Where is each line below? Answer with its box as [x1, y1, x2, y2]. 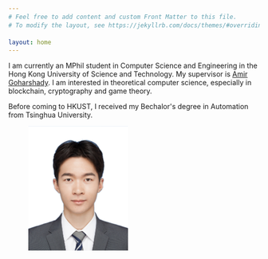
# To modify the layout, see [8, 21, 105, 29]
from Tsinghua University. [8, 110, 93, 120]
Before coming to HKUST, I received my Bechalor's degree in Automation [8, 102, 249, 112]
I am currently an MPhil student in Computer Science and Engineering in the [8, 61, 258, 71]
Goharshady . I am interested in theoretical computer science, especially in [8, 78, 252, 88]
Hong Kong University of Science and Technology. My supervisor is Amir [8, 69, 248, 79]
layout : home [8, 38, 52, 46]
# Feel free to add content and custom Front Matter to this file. [8, 13, 238, 21]
